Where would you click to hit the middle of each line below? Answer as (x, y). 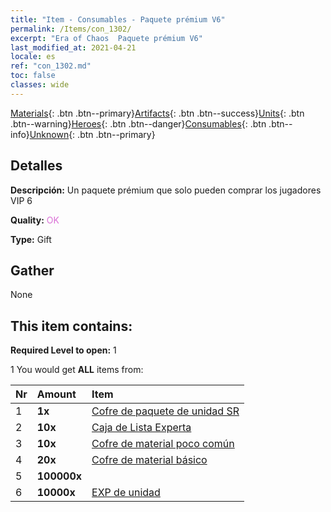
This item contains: (71, 326)
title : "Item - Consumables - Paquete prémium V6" (118, 19)
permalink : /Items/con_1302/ (71, 29)
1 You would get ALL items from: (77, 370)
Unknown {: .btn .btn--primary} (92, 134)
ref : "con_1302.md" (51, 66)
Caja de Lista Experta (141, 428)
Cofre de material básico (149, 460)
